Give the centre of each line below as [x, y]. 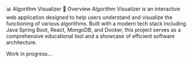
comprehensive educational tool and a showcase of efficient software [90, 36]
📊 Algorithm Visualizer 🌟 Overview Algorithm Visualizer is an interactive [93, 9]
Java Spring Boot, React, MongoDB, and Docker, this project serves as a [93, 30]
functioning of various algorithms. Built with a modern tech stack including [96, 24]
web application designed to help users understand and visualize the [89, 17]
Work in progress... [29, 54]
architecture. [21, 42]
